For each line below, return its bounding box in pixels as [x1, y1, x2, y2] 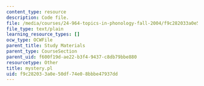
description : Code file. [6, 15, 69, 21]
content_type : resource [6, 8, 67, 15]
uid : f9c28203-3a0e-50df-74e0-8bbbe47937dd [6, 71, 118, 77]
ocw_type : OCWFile [6, 37, 53, 43]
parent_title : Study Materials [6, 43, 86, 49]
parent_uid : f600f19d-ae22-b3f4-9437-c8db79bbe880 [6, 54, 137, 60]
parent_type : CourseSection [6, 48, 78, 55]
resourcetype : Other [6, 59, 59, 65]
